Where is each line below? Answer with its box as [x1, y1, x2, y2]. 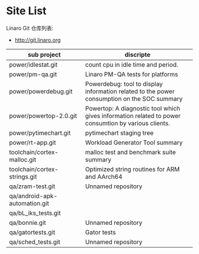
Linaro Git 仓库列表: [6, 24, 54, 31]
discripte [124, 50, 151, 59]
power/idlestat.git [9, 61, 58, 69]
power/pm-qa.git [9, 70, 57, 78]
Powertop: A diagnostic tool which [85, 104, 181, 112]
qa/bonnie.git [9, 218, 46, 227]
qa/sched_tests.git [9, 237, 60, 246]
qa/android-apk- [9, 192, 58, 200]
